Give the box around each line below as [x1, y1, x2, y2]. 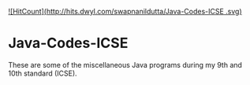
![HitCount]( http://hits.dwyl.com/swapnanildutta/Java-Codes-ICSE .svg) [8, 7, 242, 16]
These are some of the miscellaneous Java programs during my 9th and [8, 60, 243, 69]
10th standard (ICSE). [8, 68, 77, 78]
